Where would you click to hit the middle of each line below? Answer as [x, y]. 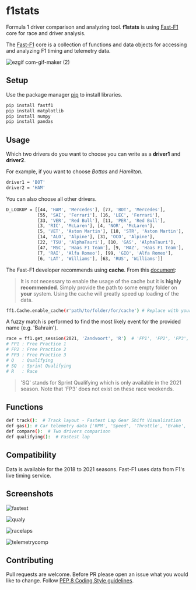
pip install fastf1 [30, 105]
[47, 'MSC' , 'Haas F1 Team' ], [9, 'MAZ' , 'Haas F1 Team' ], [110, 248]
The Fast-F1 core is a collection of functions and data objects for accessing [97, 44]
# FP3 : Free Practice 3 [36, 355]
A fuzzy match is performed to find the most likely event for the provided [93, 322]
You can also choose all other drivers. [51, 199]
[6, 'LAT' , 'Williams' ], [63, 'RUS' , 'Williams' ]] [100, 259]
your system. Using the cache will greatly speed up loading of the [99, 293]
